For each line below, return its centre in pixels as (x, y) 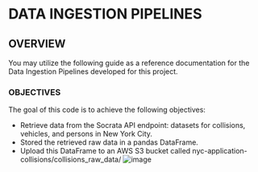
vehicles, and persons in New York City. (86, 134)
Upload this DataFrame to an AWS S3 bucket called (105, 151)
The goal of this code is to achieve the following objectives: (107, 110)
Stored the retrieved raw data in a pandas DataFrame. (109, 142)
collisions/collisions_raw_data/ (71, 160)
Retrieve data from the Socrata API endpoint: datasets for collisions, (133, 125)
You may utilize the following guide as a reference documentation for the (129, 63)
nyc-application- (220, 151)
